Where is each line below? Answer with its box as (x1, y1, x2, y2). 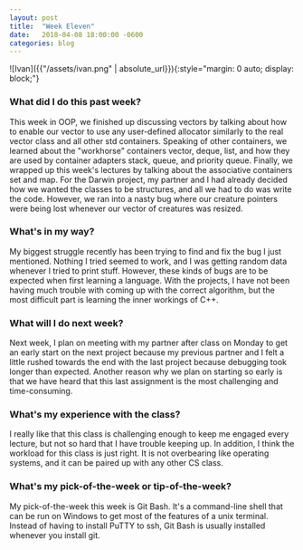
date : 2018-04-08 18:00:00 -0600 (9, 30, 144, 39)
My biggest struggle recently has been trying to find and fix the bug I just (9, 246, 282, 256)
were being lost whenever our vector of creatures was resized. (9, 203, 243, 214)
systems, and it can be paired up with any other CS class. (9, 458, 223, 468)
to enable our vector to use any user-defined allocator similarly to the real (9, 126, 284, 137)
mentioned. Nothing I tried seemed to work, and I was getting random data (9, 256, 288, 266)
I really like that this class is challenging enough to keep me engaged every (9, 429, 289, 439)
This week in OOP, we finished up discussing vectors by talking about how (9, 116, 288, 127)
